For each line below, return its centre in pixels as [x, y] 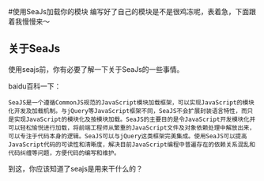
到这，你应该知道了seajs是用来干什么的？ [76, 168]
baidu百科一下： [35, 86]
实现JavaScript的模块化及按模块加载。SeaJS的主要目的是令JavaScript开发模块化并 [135, 119]
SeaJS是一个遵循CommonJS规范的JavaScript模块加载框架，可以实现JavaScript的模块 [131, 102]
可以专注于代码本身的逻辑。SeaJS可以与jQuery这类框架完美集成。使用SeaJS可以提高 [128, 136]
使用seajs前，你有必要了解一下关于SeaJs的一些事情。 [96, 69]
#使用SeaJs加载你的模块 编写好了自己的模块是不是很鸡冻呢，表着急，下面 [129, 11]
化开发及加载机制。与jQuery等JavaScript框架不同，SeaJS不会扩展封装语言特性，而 [128, 111]
